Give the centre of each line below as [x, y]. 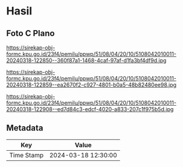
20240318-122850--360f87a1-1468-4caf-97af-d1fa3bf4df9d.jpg [86, 60]
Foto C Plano [30, 33]
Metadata [25, 128]
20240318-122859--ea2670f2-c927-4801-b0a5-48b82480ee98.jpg [91, 85]
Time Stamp [27, 155]
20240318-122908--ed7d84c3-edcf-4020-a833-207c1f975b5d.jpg [90, 109]
